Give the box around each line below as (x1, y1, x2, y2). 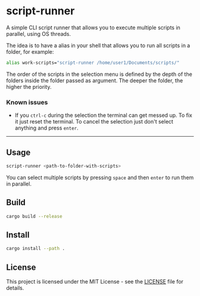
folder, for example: (6, 48, 54, 55)
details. (6, 284, 24, 291)
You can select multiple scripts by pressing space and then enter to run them (6, 174, 194, 181)
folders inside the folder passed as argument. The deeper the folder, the (6, 76, 183, 84)
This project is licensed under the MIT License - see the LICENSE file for (6, 277, 183, 285)
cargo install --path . (6, 246, 65, 252)
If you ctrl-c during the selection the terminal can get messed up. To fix (14, 112, 192, 119)
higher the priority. (6, 83, 52, 90)
